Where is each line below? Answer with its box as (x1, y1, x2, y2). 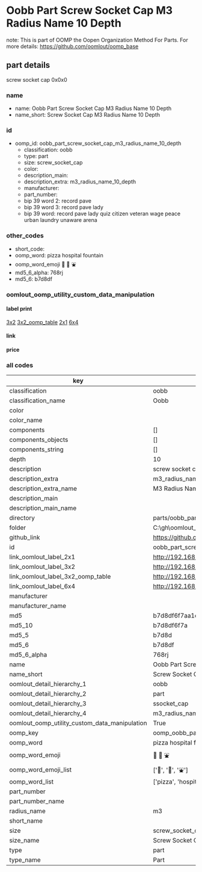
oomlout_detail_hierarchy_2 (9, 690, 87, 698)
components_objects (9, 435, 69, 444)
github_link (9, 533, 40, 542)
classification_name (9, 396, 66, 405)
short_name (9, 817, 43, 825)
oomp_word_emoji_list (9, 765, 72, 773)
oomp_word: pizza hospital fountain (14, 251, 103, 259)
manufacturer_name (9, 602, 67, 610)
